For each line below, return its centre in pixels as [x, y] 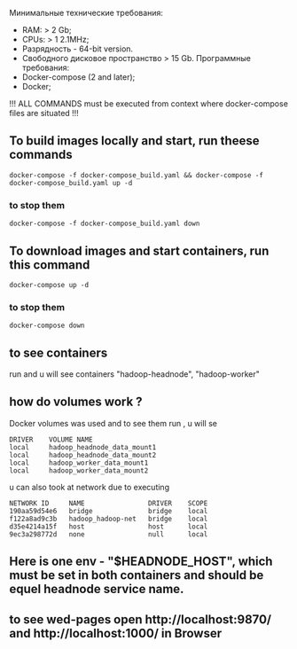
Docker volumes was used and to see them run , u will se [113, 423]
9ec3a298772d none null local [109, 534]
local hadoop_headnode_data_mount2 [83, 455]
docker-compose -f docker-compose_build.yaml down [105, 224]
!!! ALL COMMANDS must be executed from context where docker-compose [148, 104]
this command [50, 265]
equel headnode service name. [97, 589]
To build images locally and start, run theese [134, 141]
